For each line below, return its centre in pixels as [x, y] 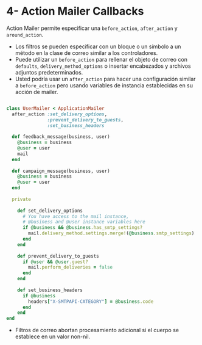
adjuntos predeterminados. [49, 72]
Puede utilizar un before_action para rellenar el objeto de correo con [101, 59]
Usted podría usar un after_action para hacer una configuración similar [105, 79]
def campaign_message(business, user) [61, 171]
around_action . [25, 34]
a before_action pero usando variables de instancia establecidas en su [104, 85]
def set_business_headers [50, 290]
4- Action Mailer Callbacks [75, 11]
